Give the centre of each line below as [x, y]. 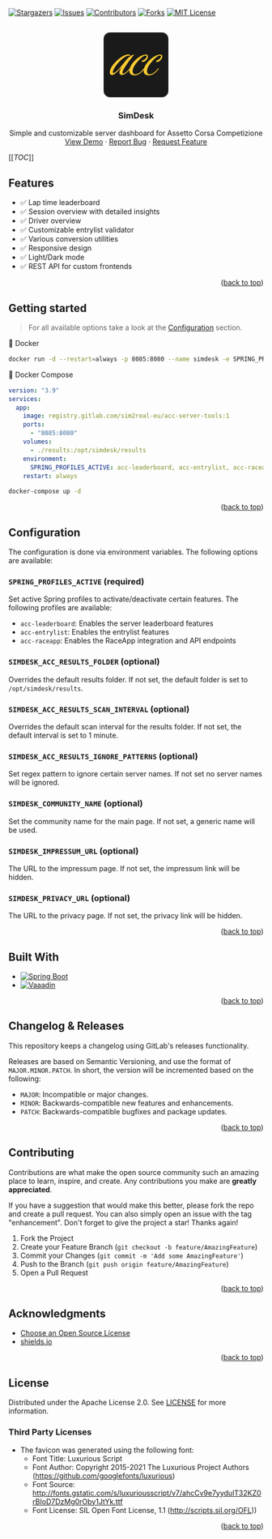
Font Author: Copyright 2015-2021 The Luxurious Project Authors [140, 1467]
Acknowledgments [57, 1314]
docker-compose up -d [45, 492]
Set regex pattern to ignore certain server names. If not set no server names [136, 774]
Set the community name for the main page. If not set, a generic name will [132, 821]
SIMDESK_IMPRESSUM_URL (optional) [74, 851]
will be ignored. [34, 783]
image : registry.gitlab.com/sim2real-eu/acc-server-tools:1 [126, 416]
